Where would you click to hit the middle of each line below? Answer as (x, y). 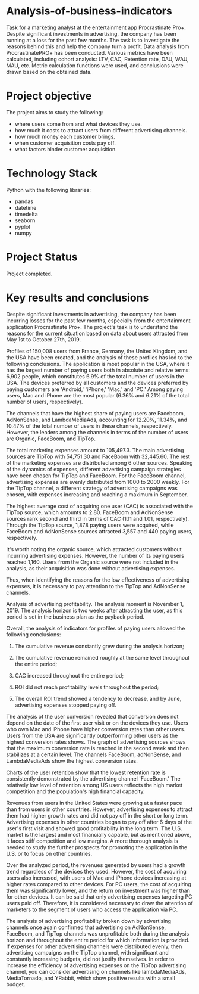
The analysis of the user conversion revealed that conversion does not (92, 716)
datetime (26, 207)
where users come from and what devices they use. (78, 124)
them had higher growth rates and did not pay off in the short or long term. (97, 815)
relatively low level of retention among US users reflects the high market (94, 785)
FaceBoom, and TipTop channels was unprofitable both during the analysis (98, 933)
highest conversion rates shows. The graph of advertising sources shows (96, 742)
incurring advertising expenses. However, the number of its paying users (95, 555)
